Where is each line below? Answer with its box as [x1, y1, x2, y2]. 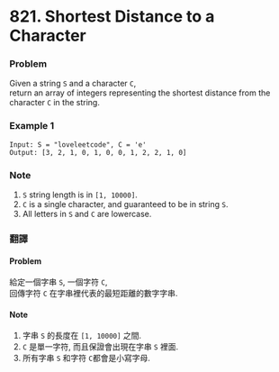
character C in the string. [9, 97, 101, 108]
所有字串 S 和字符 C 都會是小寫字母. [22, 353, 150, 364]
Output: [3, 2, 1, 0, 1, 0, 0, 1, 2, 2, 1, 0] [9, 148, 187, 157]
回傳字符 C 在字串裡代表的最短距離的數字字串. [9, 288, 178, 299]
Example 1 [9, 120, 55, 132]
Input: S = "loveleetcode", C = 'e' [9, 140, 147, 150]
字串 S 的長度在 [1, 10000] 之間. [22, 331, 142, 341]
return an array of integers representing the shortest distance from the [9, 87, 271, 98]
